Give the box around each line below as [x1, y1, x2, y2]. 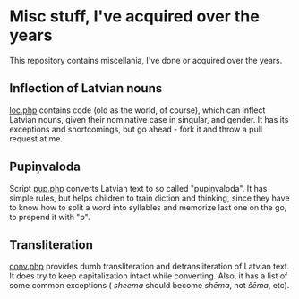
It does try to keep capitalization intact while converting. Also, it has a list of [9, 270, 288, 281]
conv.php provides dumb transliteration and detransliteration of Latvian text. [9, 261, 290, 272]
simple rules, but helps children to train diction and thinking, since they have [9, 192, 290, 203]
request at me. [9, 132, 63, 144]
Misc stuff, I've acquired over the [9, 6, 260, 27]
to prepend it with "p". [9, 211, 90, 222]
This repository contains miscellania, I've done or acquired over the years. [9, 55, 283, 65]
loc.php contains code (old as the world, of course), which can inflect [9, 105, 266, 115]
